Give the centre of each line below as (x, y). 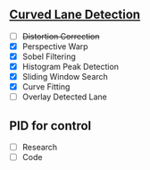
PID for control (50, 126)
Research (40, 148)
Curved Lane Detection (75, 15)
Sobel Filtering (49, 56)
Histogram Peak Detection (70, 67)
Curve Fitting (46, 87)
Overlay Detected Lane (64, 97)
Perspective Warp (55, 46)
